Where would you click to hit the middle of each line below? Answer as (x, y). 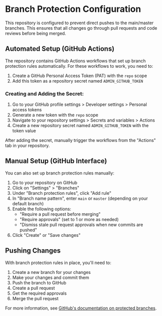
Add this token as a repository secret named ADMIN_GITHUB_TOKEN (78, 81)
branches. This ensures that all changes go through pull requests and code (81, 28)
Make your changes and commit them (51, 277)
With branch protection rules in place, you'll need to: (58, 263)
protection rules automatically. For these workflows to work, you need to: (79, 66)
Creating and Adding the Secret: (45, 93)
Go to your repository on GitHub (45, 182)
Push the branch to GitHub (39, 282)
